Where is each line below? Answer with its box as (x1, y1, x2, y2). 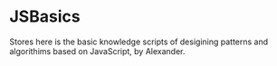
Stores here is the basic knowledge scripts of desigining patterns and (9, 36, 269, 47)
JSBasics (9, 6, 81, 27)
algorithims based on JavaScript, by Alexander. (9, 45, 186, 56)
